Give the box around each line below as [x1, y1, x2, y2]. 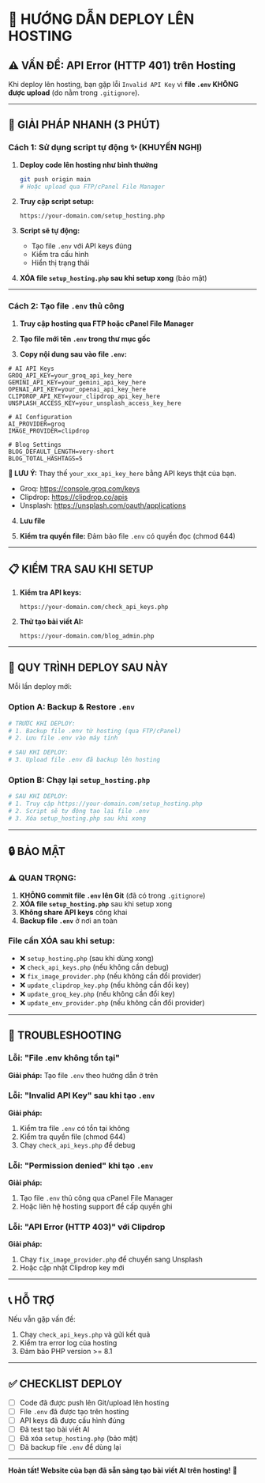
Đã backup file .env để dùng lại [19, 1443, 121, 1452]
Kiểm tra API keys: [19, 588, 81, 597]
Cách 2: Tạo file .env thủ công [8, 301, 125, 312]
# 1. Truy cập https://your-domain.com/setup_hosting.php [8, 800, 203, 808]
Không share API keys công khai [19, 907, 128, 917]
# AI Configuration [8, 413, 73, 421]
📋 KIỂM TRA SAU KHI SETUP [8, 562, 154, 576]
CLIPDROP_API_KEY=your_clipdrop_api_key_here [8, 392, 160, 400]
